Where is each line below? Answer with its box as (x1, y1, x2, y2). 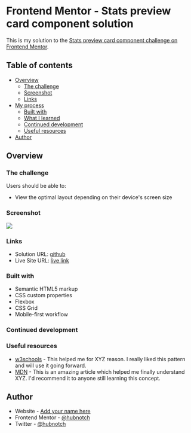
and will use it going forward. (14, 362, 87, 369)
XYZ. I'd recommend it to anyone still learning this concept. (14, 374, 161, 382)
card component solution (6, 17, 134, 31)
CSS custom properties (14, 292, 73, 299)
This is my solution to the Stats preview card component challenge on (6, 36, 178, 44)
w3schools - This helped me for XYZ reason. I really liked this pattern (14, 355, 186, 362)
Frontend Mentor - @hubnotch (14, 414, 91, 421)
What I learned (23, 114, 60, 121)
